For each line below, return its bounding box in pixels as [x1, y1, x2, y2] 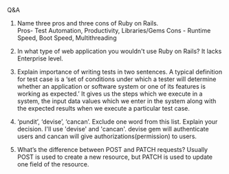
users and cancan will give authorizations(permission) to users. [17, 132, 197, 140]
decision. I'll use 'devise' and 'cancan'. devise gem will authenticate [17, 125, 209, 133]
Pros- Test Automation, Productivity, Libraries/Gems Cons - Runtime [17, 27, 211, 34]
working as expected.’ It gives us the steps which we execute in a [17, 89, 203, 98]
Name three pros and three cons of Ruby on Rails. [17, 19, 159, 27]
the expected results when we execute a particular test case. [17, 105, 190, 112]
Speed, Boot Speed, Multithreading [17, 34, 117, 42]
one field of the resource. [17, 160, 89, 168]
